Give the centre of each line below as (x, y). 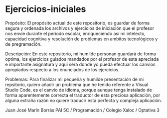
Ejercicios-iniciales (46, 9)
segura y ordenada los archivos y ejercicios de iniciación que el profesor (80, 28)
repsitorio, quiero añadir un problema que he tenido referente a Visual (77, 84)
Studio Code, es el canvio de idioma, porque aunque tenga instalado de (79, 90)
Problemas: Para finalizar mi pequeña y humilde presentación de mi (75, 79)
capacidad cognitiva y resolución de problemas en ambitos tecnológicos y (82, 39)
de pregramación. (23, 44)
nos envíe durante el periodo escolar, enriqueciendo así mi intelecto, (76, 33)
